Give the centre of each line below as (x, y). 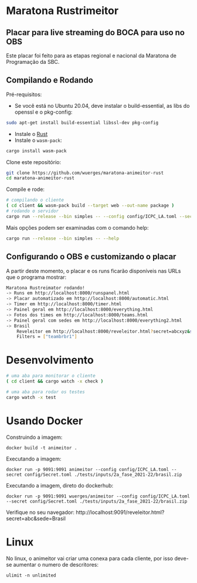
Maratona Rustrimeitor (62, 11)
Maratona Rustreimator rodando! (45, 288)
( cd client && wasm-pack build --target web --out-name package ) (90, 206)
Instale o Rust (31, 134)
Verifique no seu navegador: (40, 512)
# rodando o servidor (33, 211)
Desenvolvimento (50, 360)
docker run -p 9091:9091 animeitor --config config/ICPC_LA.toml (87, 469)
